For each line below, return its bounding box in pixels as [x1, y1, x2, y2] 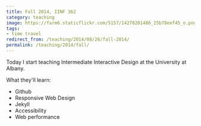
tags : [6, 25, 20, 32]
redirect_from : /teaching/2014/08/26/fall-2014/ [6, 36, 130, 42]
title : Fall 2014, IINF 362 [6, 8, 77, 15]
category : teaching [6, 14, 55, 20]
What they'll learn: [6, 76, 51, 84]
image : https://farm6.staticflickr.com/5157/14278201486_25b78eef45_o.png [6, 20, 197, 26]
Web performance [14, 113, 60, 120]
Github [14, 88, 32, 95]
